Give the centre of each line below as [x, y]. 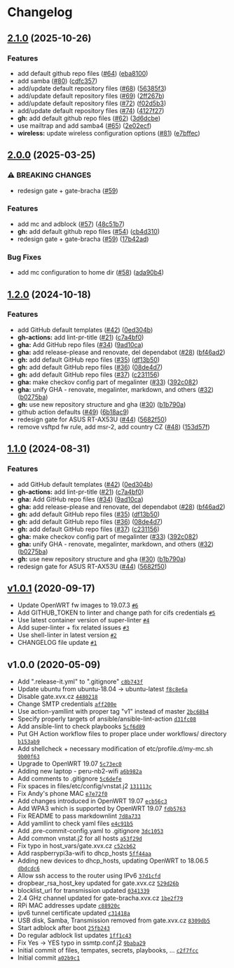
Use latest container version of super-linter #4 [83, 620]
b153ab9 [28, 742]
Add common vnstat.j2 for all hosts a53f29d [80, 838]
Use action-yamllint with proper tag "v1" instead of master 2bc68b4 [113, 712]
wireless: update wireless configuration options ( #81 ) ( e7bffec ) [109, 133]
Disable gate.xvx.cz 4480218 [57, 697]
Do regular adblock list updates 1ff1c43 [74, 936]
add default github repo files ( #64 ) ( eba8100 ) [83, 73]
